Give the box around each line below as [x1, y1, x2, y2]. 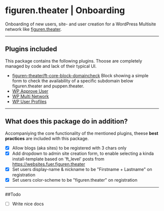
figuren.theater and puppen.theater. [12, 83, 84, 89]
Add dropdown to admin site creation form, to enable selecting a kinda [12, 150, 154, 156]
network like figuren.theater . [5, 26, 62, 32]
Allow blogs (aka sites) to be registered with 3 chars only [12, 145, 127, 151]
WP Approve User [12, 88, 49, 94]
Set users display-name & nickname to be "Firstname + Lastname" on [12, 166, 152, 172]
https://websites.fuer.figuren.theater [12, 161, 85, 167]
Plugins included [5, 45, 58, 53]
